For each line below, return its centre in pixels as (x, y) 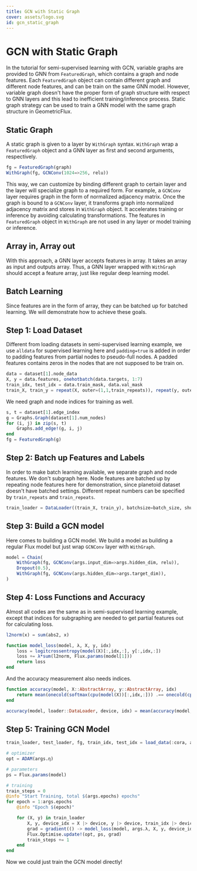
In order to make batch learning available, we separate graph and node (92, 472)
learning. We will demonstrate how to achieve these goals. (77, 311)
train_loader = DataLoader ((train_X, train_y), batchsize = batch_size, (94, 508)
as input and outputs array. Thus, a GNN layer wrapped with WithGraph (91, 267)
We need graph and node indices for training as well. (70, 401)
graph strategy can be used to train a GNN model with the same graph (91, 105)
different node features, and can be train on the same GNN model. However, (98, 86)
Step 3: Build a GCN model (55, 526)
